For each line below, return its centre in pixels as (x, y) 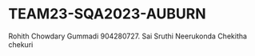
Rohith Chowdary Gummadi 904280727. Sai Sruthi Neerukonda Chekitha (128, 36)
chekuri (21, 44)
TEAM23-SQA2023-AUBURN (107, 14)
